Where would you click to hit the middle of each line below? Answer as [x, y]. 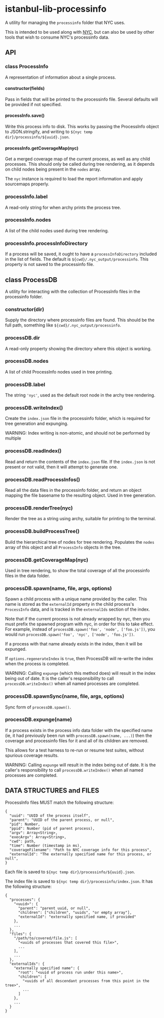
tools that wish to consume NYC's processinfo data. [57, 37]
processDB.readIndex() [33, 451]
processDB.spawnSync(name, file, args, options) [65, 696]
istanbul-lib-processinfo [56, 9]
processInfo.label [26, 197]
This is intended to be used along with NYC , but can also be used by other [80, 32]
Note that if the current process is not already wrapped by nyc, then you [78, 619]
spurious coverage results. [32, 755]
